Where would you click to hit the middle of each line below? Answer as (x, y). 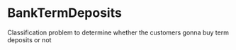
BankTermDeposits (64, 13)
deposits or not (29, 39)
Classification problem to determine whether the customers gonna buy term (118, 32)
